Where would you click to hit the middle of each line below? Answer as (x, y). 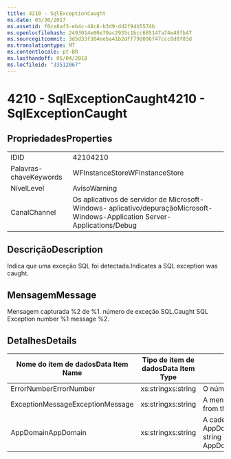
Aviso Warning (95, 188)
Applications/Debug (105, 225)
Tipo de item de (168, 360)
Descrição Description (55, 249)
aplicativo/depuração (143, 208)
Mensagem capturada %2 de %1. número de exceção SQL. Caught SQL (108, 312)
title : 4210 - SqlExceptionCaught (57, 13)
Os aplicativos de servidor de (120, 199)
